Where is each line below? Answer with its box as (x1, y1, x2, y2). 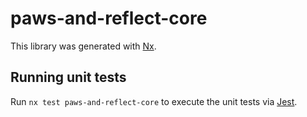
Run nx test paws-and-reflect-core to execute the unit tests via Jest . (10, 95, 298, 107)
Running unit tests (10, 69, 127, 86)
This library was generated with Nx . (10, 40, 157, 52)
